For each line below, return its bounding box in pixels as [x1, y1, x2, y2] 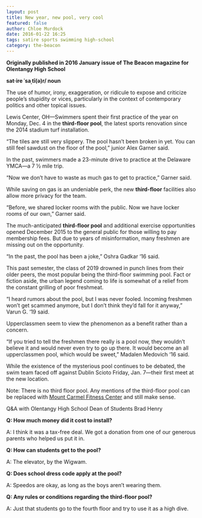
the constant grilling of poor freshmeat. [6, 283, 104, 291]
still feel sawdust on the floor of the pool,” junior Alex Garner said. [6, 144, 170, 151]
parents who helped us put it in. [6, 435, 85, 442]
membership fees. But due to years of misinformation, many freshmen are [6, 235, 190, 242]
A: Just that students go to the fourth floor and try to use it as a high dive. [6, 505, 189, 512]
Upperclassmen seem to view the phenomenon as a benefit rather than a [6, 320, 188, 327]
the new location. [6, 375, 49, 382]
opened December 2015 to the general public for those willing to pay [6, 228, 177, 235]
